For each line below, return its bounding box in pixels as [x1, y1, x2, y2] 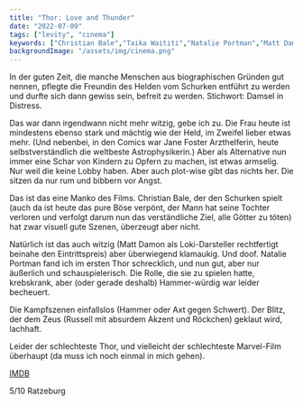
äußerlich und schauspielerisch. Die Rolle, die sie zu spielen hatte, [9, 268, 255, 279]
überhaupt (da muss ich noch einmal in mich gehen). [9, 351, 206, 362]
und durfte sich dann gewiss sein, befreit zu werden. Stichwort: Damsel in [9, 91, 284, 102]
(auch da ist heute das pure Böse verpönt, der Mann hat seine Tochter [9, 202, 271, 213]
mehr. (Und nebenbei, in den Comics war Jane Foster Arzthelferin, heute [9, 137, 280, 148]
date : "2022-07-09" [9, 22, 83, 31]
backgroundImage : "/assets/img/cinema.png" [9, 47, 176, 56]
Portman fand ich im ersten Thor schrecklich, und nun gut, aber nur [9, 258, 260, 269]
